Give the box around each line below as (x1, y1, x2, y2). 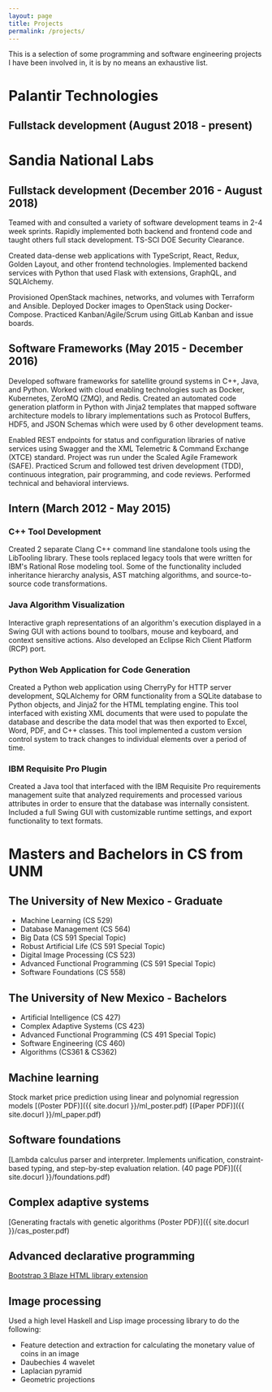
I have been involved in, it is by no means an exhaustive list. (8, 58, 209, 67)
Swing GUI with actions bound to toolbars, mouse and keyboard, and (8, 627, 239, 636)
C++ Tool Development (8, 526, 101, 537)
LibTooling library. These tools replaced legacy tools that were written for (8, 553, 253, 563)
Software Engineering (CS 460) (19, 1039, 126, 1048)
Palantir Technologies (8, 86, 159, 105)
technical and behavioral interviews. (8, 478, 130, 488)
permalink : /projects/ (8, 27, 85, 35)
